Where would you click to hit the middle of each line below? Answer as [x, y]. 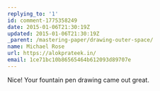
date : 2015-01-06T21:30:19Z [49, 27]
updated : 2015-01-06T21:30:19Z [53, 34]
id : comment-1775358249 [42, 20]
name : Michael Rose [36, 47]
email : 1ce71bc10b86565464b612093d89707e [69, 60]
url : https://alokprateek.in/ [52, 54]
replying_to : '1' [33, 14]
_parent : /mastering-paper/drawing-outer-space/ [80, 40]
